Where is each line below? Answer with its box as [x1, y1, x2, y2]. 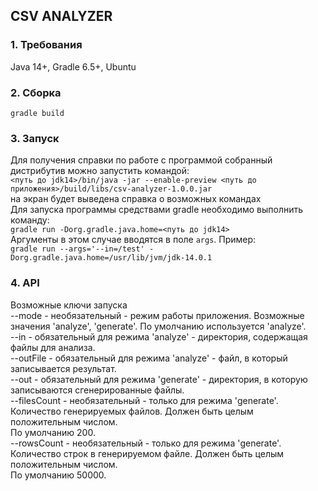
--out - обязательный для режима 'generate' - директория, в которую [10, 373, 308, 385]
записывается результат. [10, 362, 117, 374]
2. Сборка [10, 85, 62, 99]
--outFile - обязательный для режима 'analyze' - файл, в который [10, 352, 288, 364]
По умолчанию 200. [10, 426, 96, 438]
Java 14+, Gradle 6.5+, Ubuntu [10, 60, 137, 73]
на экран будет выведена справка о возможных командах [10, 193, 262, 205]
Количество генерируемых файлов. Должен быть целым [10, 405, 254, 417]
